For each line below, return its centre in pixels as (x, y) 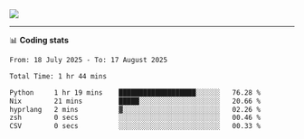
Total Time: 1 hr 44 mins (58, 76)
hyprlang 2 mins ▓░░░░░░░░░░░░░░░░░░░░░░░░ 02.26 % (135, 109)
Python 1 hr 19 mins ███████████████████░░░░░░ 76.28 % (135, 93)
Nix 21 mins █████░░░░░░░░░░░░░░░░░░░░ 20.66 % (135, 101)
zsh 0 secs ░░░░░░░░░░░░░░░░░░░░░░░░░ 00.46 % (135, 118)
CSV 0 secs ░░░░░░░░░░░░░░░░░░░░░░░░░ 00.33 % (135, 126)
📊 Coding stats (39, 40)
